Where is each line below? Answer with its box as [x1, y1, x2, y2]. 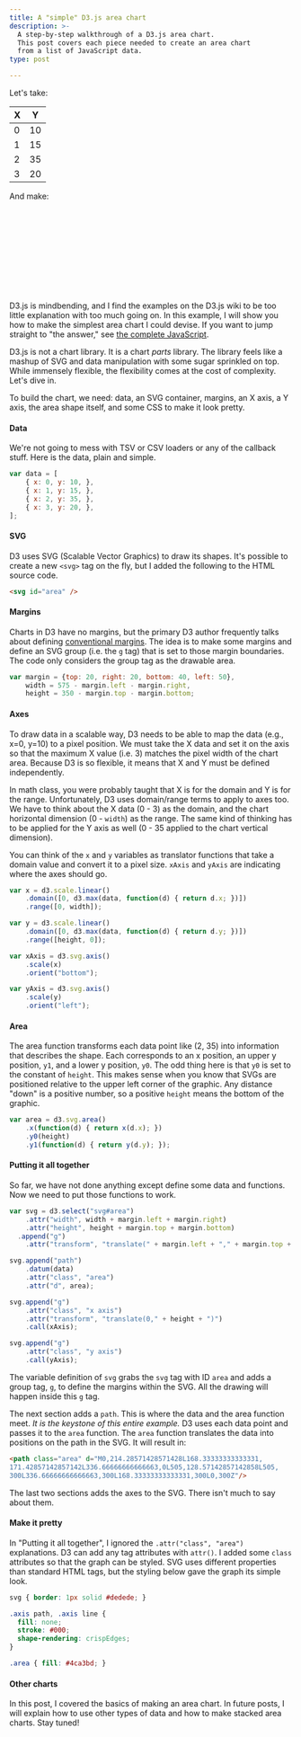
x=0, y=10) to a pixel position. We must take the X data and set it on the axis [9, 738, 290, 749]
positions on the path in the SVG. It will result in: [9, 1437, 187, 1448]
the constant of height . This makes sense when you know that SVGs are [9, 1069, 277, 1080]
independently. [9, 767, 65, 777]
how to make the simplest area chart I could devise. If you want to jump [9, 320, 274, 330]
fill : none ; [17, 1617, 63, 1626]
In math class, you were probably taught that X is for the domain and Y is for [9, 784, 291, 795]
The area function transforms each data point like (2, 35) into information [9, 1041, 280, 1051]
